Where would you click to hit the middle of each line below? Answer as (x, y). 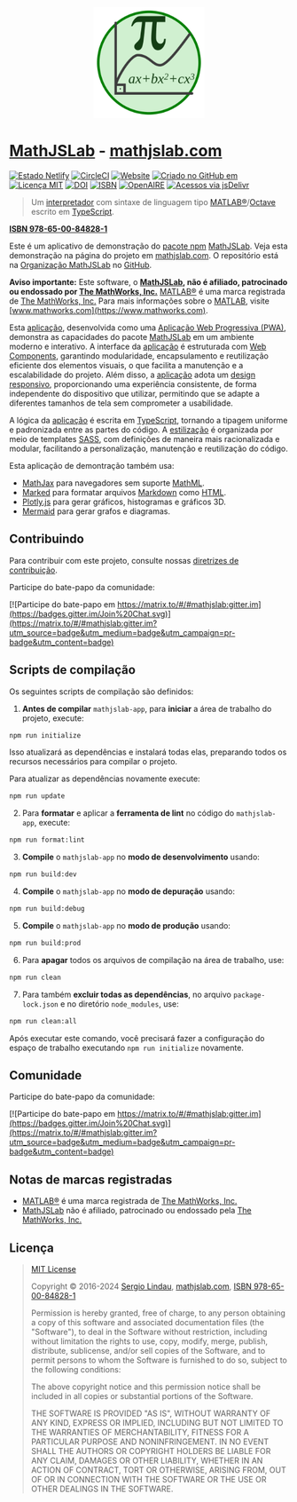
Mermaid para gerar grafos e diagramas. (96, 511)
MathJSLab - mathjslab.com (116, 151)
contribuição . (33, 570)
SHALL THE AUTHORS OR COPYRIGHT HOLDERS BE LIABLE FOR (151, 1451)
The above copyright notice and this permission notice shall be (146, 1387)
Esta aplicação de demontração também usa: (92, 465)
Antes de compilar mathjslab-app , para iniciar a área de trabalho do (147, 708)
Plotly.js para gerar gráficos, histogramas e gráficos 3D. (124, 502)
